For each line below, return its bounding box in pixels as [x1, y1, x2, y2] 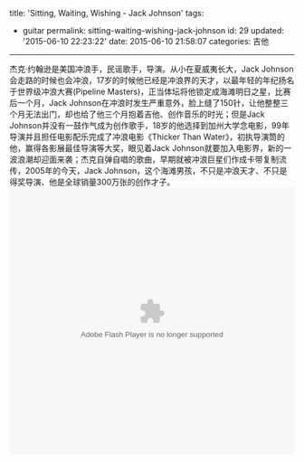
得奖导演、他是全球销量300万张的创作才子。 [9, 176, 176, 187]
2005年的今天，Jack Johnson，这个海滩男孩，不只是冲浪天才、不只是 [24, 165, 288, 175]
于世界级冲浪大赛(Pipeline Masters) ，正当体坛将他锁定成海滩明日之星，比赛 [9, 86, 291, 97]
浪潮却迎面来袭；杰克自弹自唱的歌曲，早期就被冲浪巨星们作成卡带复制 [16, 154, 279, 165]
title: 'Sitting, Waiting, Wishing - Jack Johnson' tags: [9, 8, 204, 18]
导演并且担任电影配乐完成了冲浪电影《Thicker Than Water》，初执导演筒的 [9, 131, 285, 142]
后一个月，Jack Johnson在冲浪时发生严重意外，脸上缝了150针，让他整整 [9, 98, 281, 108]
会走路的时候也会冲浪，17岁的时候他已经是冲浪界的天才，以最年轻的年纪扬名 [9, 75, 295, 85]
